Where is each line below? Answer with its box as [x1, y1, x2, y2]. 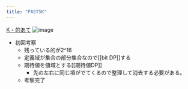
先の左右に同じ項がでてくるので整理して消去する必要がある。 [32, 69, 186, 76]
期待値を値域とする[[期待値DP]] [23, 61, 102, 69]
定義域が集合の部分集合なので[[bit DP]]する [23, 54, 131, 61]
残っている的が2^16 [23, 46, 72, 54]
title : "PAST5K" [6, 8, 47, 15]
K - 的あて [6, 26, 31, 33]
